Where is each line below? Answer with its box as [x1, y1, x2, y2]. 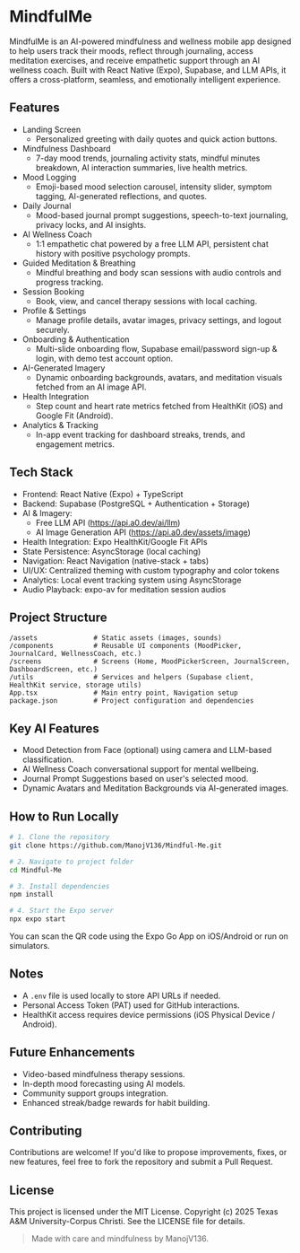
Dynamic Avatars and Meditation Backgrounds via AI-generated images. [21, 783, 289, 793]
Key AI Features [9, 721, 100, 736]
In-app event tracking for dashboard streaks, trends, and [35, 429, 245, 440]
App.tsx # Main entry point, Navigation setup [9, 688, 239, 697]
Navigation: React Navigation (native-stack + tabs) [21, 555, 209, 566]
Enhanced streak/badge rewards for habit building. [21, 1097, 210, 1108]
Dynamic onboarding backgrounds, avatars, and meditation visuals [35, 372, 283, 382]
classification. [21, 754, 74, 765]
